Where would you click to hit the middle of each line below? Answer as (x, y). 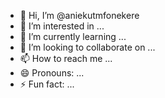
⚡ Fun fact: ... (47, 84)
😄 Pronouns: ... (52, 73)
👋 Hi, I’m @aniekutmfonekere (79, 15)
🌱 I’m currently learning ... (73, 36)
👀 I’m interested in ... (62, 26)
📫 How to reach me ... (66, 58)
